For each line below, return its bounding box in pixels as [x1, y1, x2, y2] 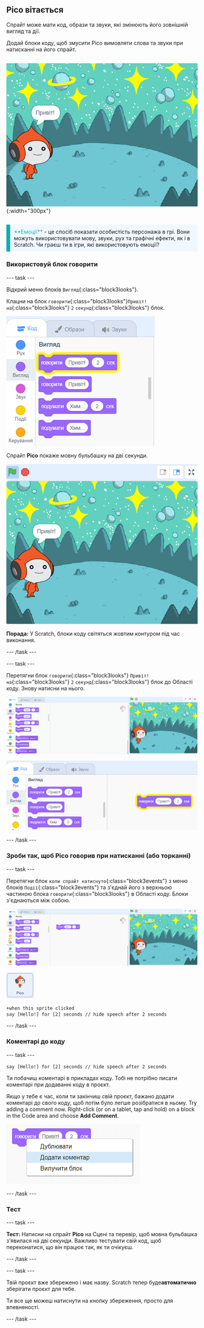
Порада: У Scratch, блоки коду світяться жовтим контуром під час [6, 630, 180, 638]
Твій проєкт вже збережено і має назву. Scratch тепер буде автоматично [6, 1279, 197, 1286]
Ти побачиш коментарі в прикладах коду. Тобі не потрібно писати [6, 1074, 177, 1081]
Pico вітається [6, 5, 64, 15]
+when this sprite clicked [6, 1005, 75, 1011]
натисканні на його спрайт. [6, 46, 77, 53]
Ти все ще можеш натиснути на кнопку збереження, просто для [6, 1297, 174, 1304]
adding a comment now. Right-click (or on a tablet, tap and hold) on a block [6, 1106, 195, 1113]
